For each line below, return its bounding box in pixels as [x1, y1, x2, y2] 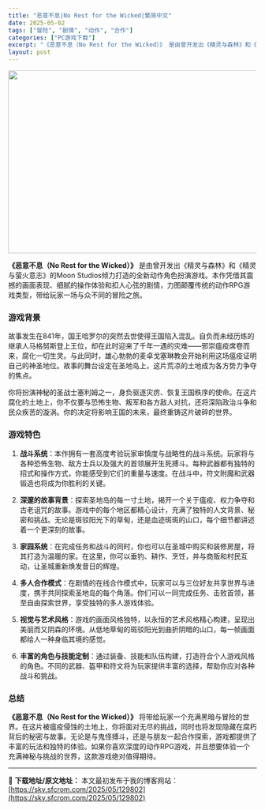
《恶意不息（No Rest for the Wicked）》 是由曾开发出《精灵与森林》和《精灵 [8, 261, 257, 269]
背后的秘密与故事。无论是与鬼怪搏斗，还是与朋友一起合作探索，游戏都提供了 [8, 732, 257, 741]
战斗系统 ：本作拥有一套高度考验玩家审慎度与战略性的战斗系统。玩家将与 [19, 448, 255, 458]
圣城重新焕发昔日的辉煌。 [40, 561, 124, 571]
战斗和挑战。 [19, 671, 62, 680]
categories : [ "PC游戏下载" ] [8, 33, 96, 42]
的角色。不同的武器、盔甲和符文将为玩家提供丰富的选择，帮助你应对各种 [19, 661, 255, 670]
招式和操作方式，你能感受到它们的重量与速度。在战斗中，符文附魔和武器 [19, 468, 255, 478]
